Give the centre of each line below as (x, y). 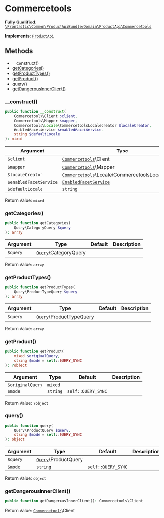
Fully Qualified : (21, 22)
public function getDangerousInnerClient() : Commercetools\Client (74, 501)
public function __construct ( (36, 112)
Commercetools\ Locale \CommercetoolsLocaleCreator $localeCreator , (83, 125)
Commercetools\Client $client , (46, 116)
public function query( (29, 426)
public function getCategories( (38, 223)
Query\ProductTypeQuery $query (46, 292)
